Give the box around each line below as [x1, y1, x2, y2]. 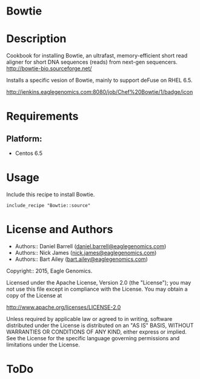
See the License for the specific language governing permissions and [6, 335, 180, 341]
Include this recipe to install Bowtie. [6, 191, 95, 198]
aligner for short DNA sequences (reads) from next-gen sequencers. [6, 59, 178, 66]
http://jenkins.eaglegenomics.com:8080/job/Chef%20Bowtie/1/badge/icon [6, 88, 193, 96]
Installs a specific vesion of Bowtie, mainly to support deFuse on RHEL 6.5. [6, 77, 193, 84]
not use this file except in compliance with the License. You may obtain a [6, 286, 188, 292]
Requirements [6, 110, 79, 124]
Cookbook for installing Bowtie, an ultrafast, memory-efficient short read [6, 52, 188, 59]
